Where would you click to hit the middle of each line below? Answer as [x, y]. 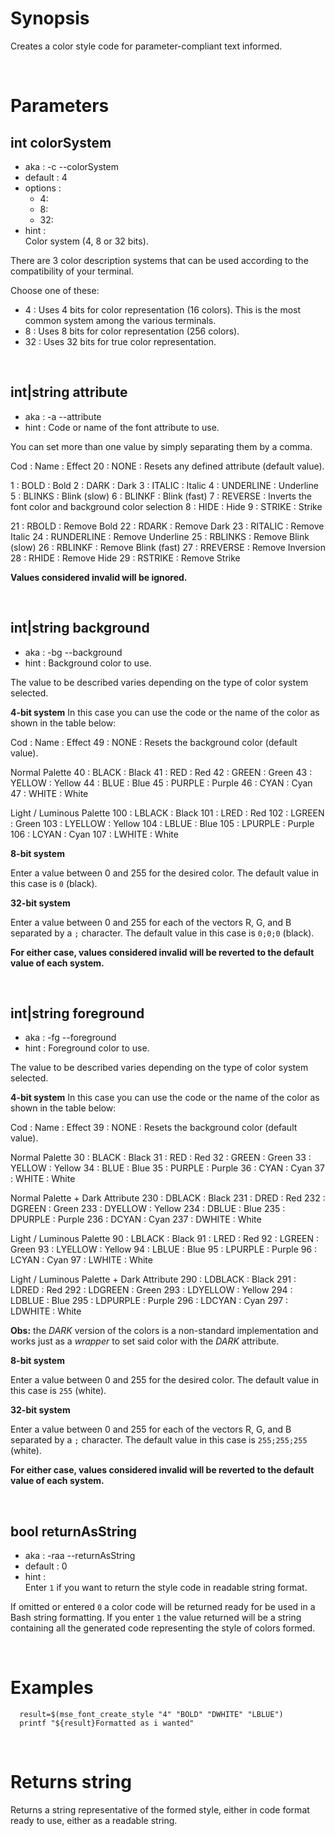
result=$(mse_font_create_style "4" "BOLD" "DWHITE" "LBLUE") [151, 1715]
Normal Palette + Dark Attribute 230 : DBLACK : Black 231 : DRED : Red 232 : [168, 1198]
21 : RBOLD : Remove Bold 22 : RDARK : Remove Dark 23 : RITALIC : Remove [167, 526]
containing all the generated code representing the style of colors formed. [163, 1628]
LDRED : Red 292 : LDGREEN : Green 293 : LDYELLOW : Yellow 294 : [151, 1290]
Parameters [60, 106]
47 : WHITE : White [49, 793]
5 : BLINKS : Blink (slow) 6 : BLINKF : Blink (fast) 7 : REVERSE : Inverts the [161, 496]
